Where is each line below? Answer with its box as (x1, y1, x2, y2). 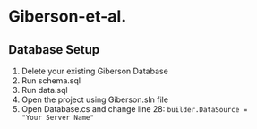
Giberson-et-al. (8, 6, 127, 27)
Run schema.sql (21, 75, 81, 86)
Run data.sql (21, 85, 68, 95)
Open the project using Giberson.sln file (21, 94, 169, 105)
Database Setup (8, 42, 100, 57)
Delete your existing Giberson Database (21, 65, 169, 76)
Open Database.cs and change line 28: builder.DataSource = (21, 104, 248, 114)
